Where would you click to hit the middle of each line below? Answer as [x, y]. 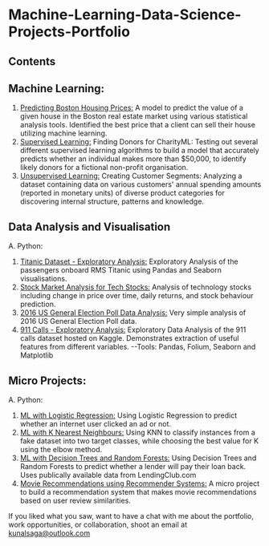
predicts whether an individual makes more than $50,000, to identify [133, 159]
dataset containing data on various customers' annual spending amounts [141, 184]
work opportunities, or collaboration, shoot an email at [98, 525]
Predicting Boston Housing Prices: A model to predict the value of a [131, 108]
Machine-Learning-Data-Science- [125, 15]
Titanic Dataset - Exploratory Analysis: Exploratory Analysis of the [129, 261]
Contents [32, 61]
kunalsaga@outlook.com [49, 533]
